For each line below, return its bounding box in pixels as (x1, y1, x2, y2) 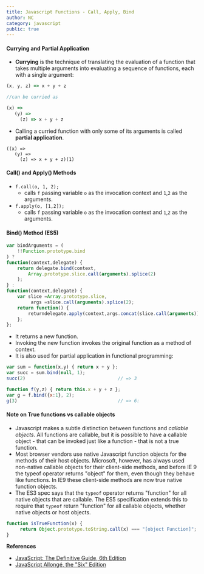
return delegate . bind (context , (17, 265, 97, 271)
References (6, 543, 36, 550)
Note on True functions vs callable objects (6, 411, 115, 418)
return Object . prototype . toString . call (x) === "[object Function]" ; (19, 526, 197, 532)
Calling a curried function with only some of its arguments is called (15, 127, 183, 135)
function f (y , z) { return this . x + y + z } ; (6, 386, 121, 392)
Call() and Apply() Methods (6, 169, 76, 177)
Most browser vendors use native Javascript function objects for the (15, 450, 187, 458)
